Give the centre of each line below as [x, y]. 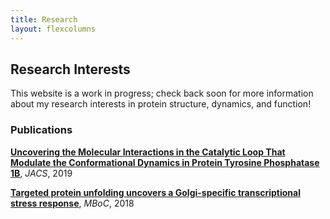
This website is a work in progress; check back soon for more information [162, 93]
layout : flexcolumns [53, 29]
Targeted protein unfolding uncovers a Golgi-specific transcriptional [155, 192]
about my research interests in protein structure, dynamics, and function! [161, 104]
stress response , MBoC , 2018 [72, 203]
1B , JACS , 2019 [41, 173]
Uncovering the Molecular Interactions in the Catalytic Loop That [148, 152]
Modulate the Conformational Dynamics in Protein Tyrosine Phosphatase [165, 162]
